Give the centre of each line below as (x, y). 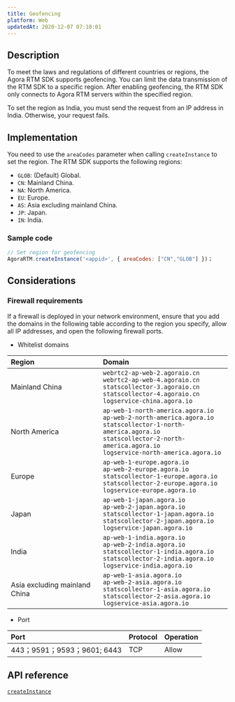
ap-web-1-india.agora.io (144, 537)
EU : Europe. (34, 198)
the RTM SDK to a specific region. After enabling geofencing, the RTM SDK (115, 87)
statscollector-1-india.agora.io (158, 551)
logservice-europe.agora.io (149, 490)
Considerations (42, 281)
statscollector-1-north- (144, 424)
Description (33, 55)
